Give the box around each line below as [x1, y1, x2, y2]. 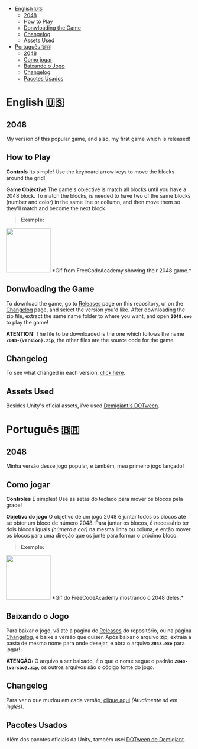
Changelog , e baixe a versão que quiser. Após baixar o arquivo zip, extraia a [6, 633, 191, 640]
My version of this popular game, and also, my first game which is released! [6, 136, 191, 142]
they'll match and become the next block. [6, 204, 108, 212]
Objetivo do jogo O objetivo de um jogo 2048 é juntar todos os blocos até [6, 513, 186, 520]
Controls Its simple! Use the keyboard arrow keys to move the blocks [6, 168, 175, 175]
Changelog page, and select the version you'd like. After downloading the [6, 306, 185, 313]
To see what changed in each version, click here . [6, 369, 126, 377]
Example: [20, 216, 44, 223]
